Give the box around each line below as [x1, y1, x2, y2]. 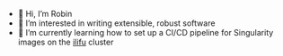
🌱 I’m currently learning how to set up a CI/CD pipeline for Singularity [17, 28, 274, 37]
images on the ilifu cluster [17, 36, 114, 47]
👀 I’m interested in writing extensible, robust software [17, 18, 216, 28]
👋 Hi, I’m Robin [17, 9, 73, 19]
